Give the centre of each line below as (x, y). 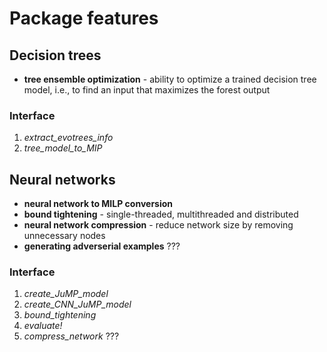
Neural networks (62, 179)
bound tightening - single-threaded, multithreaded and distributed (161, 214)
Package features (84, 18)
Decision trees (55, 55)
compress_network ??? (71, 336)
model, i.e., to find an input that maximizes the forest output (147, 90)
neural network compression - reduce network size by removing (158, 225)
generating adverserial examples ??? (102, 246)
